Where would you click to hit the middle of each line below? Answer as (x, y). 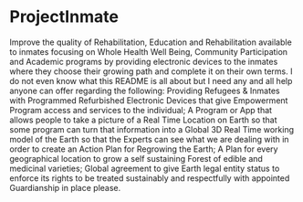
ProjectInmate (64, 17)
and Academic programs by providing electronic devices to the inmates (144, 61)
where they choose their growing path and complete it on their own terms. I (151, 71)
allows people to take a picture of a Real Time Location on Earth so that (143, 120)
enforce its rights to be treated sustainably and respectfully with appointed (150, 178)
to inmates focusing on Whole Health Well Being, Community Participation (149, 51)
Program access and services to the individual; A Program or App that (141, 110)
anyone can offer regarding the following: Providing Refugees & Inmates (145, 90)
